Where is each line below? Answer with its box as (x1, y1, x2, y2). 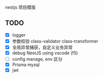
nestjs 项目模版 (5, 4, 36, 10)
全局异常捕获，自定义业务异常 (12, 44, 73, 50)
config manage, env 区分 (12, 56, 63, 62)
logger (12, 32, 26, 38)
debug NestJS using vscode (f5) (12, 50, 78, 56)
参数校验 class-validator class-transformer (12, 38, 99, 44)
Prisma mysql (12, 62, 40, 68)
